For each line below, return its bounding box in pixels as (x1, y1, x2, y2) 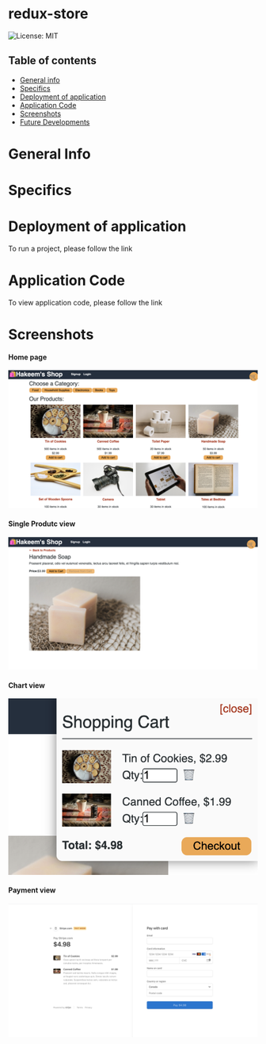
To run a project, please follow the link (8, 244, 133, 254)
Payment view (8, 885, 56, 895)
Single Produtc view (8, 519, 76, 528)
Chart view (8, 680, 45, 690)
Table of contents (8, 54, 97, 67)
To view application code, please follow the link (8, 298, 163, 307)
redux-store (8, 5, 89, 23)
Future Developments (19, 117, 90, 127)
